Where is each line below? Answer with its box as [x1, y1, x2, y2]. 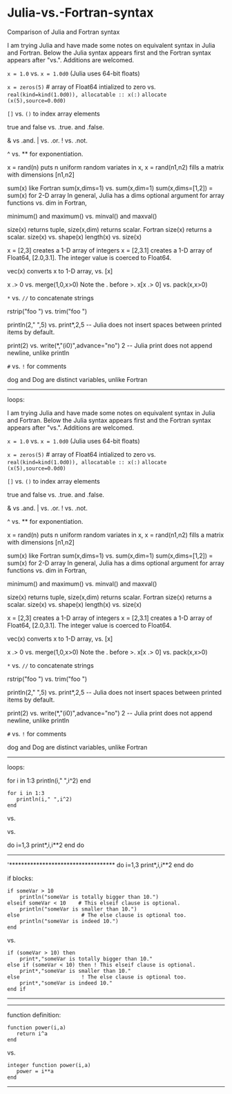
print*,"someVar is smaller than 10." [19, 967, 131, 974]
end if [7, 985, 26, 992]
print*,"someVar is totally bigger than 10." [19, 955, 153, 963]
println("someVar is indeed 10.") [19, 918, 119, 924]
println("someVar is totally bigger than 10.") [19, 893, 159, 900]
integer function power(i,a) [7, 1061, 91, 1068]
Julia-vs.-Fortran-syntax [7, 5, 154, 21]
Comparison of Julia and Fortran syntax [7, 28, 120, 36]
